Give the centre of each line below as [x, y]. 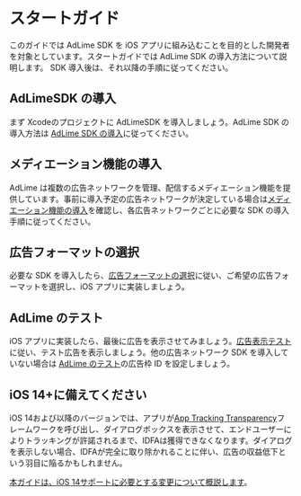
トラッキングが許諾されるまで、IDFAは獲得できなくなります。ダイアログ [159, 440]
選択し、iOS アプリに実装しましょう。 [119, 287]
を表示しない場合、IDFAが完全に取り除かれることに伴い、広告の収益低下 [144, 452]
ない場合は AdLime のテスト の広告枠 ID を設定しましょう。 [126, 364]
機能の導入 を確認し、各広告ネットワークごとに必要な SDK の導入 [169, 210]
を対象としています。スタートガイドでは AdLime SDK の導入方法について [145, 56]
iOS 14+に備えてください [78, 395]
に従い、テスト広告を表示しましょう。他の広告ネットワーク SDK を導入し [145, 352]
